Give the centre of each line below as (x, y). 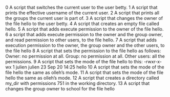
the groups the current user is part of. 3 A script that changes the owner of (84, 18)
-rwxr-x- (153, 62)
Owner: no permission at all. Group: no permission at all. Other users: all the (85, 56)
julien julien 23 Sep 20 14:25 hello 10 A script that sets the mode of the (90, 67)
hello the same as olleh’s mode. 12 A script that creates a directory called (82, 78)
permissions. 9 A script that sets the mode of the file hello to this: (74, 62)
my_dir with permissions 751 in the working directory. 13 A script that (78, 83)
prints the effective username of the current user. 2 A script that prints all (82, 13)
